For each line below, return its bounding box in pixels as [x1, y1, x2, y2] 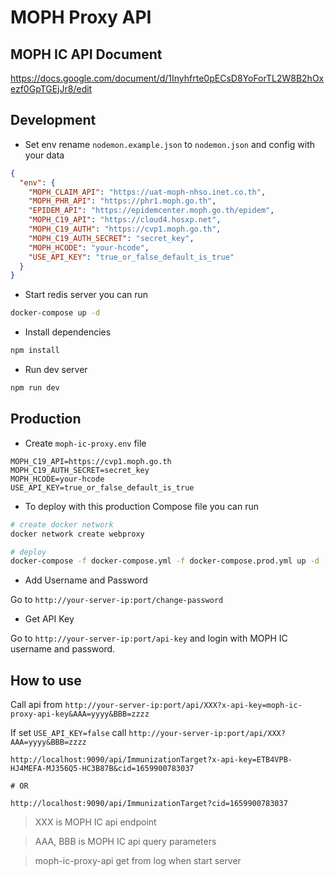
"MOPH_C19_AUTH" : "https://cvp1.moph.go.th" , [28, 224, 222, 235]
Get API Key [24, 613, 75, 625]
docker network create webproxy [10, 529, 145, 539]
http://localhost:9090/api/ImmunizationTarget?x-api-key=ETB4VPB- [10, 755, 293, 765]
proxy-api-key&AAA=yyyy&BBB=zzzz [10, 709, 150, 720]
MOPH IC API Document [10, 46, 163, 63]
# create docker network [10, 519, 114, 530]
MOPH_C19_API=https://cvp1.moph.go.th [10, 456, 172, 466]
